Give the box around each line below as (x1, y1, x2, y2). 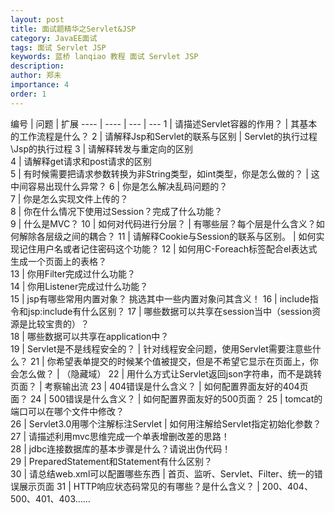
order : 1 (10, 89, 47, 99)
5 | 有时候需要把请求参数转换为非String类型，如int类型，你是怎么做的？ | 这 (10, 167, 320, 180)
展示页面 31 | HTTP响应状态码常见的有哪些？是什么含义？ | (18, 480, 260, 492)
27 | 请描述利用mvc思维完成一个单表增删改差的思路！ (10, 430, 230, 442)
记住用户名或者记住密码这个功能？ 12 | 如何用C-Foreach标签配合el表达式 (18, 242, 318, 255)
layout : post (10, 14, 65, 25)
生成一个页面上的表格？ (10, 255, 107, 267)
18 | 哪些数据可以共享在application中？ (10, 330, 170, 342)
